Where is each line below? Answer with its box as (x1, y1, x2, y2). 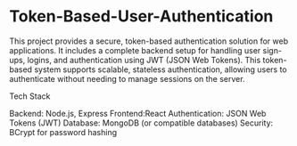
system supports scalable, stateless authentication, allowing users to (34, 64, 287, 75)
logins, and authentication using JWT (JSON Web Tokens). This (27, 54, 261, 65)
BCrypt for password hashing (9, 126, 118, 137)
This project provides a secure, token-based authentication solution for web (9, 36, 288, 46)
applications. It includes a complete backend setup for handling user (9, 45, 261, 55)
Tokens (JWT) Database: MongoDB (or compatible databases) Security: (9, 118, 274, 128)
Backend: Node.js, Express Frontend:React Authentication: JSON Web (9, 108, 267, 118)
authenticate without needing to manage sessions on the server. (9, 73, 245, 84)
